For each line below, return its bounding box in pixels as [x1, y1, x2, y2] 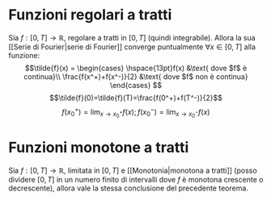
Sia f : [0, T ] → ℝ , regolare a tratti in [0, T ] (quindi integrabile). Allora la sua [8, 32, 256, 42]
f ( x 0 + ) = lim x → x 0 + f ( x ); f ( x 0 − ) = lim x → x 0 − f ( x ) [61, 105, 210, 119]
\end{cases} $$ [109, 80, 163, 90]
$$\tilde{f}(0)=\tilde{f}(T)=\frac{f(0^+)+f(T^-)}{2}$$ [49, 93, 222, 103]
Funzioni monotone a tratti [8, 138, 189, 157]
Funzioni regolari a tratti [8, 6, 172, 24]
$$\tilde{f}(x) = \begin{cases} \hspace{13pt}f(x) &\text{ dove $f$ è [24, 63, 248, 73]
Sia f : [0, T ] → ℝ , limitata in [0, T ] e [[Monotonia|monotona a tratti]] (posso [8, 165, 257, 175]
